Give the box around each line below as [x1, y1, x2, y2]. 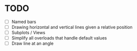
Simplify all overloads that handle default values [11, 35, 107, 41]
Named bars [11, 19, 37, 25]
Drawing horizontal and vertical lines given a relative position [11, 25, 133, 30]
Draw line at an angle [11, 40, 54, 46]
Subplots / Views [11, 30, 45, 36]
